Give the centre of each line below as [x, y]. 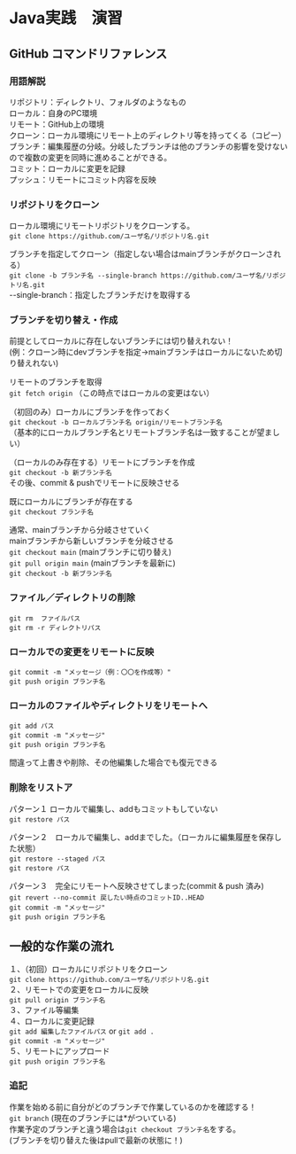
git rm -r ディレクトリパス [55, 628]
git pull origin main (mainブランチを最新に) [93, 563]
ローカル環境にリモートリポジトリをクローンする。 [102, 226]
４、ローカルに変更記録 [52, 1021]
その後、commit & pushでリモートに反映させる [95, 483]
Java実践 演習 [66, 18]
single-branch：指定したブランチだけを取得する [104, 295]
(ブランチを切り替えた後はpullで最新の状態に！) [96, 1140]
